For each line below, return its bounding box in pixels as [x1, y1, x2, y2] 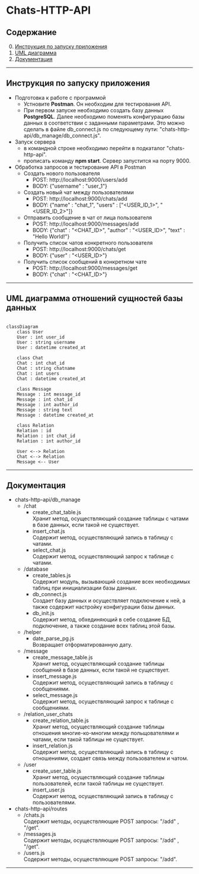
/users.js [23, 850, 45, 857]
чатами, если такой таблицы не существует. [32, 736, 145, 743]
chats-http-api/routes [14, 805, 68, 812]
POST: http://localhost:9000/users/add [32, 176, 128, 183]
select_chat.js [32, 547, 66, 554]
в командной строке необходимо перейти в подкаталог [23, 144, 166, 151]
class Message [17, 386, 52, 392]
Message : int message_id [17, 391, 81, 397]
